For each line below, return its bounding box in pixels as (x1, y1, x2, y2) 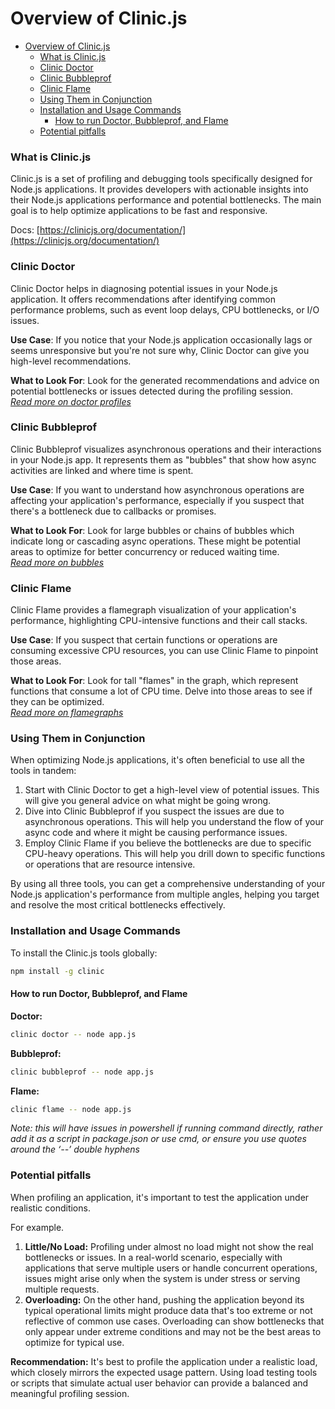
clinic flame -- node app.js (10, 1104, 132, 1114)
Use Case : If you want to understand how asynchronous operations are (10, 483, 305, 496)
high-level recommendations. (10, 355, 132, 367)
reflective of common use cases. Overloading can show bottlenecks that (24, 1315, 325, 1327)
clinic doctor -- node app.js (10, 1029, 137, 1039)
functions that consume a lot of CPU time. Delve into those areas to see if (10, 685, 313, 697)
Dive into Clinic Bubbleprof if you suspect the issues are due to (24, 805, 285, 817)
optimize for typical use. (24, 1336, 125, 1348)
